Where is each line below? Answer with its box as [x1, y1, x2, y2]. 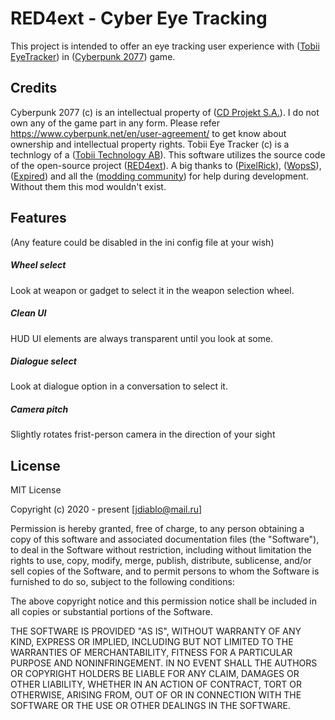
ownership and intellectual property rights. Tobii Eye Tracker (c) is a [10, 138, 290, 150]
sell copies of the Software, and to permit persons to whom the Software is [10, 565, 320, 577]
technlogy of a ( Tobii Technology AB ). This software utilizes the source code [10, 148, 326, 161]
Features [10, 210, 67, 227]
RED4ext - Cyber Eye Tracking [10, 7, 268, 30]
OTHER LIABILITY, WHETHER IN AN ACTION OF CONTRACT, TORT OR [10, 678, 302, 691]
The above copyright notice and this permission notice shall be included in [10, 595, 317, 607]
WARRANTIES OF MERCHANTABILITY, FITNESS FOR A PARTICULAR [10, 647, 293, 659]
